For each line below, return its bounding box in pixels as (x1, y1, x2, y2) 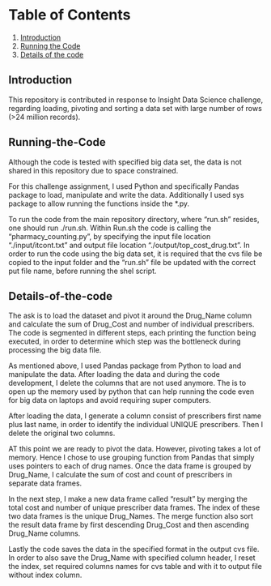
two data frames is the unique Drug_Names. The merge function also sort (8, 511, 253, 521)
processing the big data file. (8, 345, 102, 355)
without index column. (8, 570, 83, 580)
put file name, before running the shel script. (8, 266, 157, 276)
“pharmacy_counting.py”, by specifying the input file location (8, 231, 211, 241)
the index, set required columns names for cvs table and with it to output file (8, 562, 263, 571)
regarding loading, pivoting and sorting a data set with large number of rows (8, 103, 263, 113)
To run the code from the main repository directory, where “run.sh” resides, (8, 214, 260, 224)
